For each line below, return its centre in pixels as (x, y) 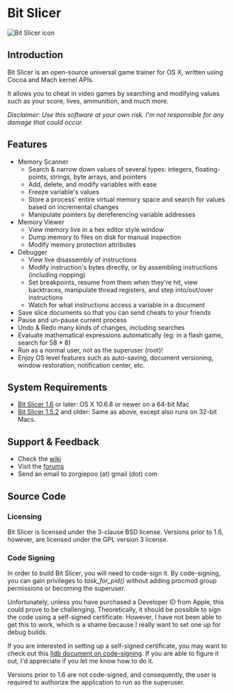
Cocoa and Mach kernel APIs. (51, 79)
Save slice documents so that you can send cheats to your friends (114, 312)
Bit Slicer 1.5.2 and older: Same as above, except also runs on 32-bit (117, 412)
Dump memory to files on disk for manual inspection (105, 237)
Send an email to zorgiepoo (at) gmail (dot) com (88, 474)
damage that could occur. (45, 122)
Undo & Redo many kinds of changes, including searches (101, 327)
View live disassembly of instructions (82, 260)
